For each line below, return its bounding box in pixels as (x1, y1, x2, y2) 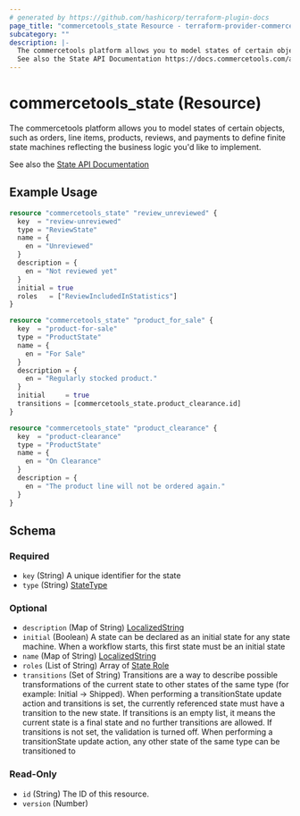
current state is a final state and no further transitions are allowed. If (21, 717, 272, 728)
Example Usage (9, 185, 98, 200)
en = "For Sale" (25, 349, 87, 358)
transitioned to (21, 745, 76, 756)
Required (9, 550, 50, 562)
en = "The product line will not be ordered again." (25, 482, 226, 491)
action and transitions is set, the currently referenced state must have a (21, 698, 286, 709)
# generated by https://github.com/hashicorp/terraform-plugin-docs (9, 13, 270, 22)
